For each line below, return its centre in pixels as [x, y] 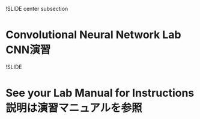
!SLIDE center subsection [37, 9]
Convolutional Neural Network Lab [93, 35]
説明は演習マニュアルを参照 [74, 108]
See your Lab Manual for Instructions [100, 93]
